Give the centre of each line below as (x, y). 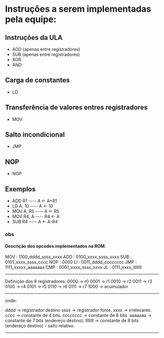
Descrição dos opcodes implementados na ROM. (56, 246)
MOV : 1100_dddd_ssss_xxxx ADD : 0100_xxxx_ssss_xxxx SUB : (68, 257)
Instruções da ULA (34, 37)
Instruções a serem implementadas (78, 9)
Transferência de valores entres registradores (76, 108)
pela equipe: (31, 19)
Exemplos (20, 189)
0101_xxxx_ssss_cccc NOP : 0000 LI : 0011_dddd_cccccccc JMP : (71, 262)
